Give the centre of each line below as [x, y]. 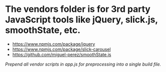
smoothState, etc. [43, 30]
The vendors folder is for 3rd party [78, 9]
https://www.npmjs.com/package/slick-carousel [61, 49]
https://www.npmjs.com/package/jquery [54, 44]
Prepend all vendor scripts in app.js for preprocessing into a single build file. [83, 64]
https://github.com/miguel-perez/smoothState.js [62, 54]
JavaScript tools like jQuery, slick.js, [82, 20]
